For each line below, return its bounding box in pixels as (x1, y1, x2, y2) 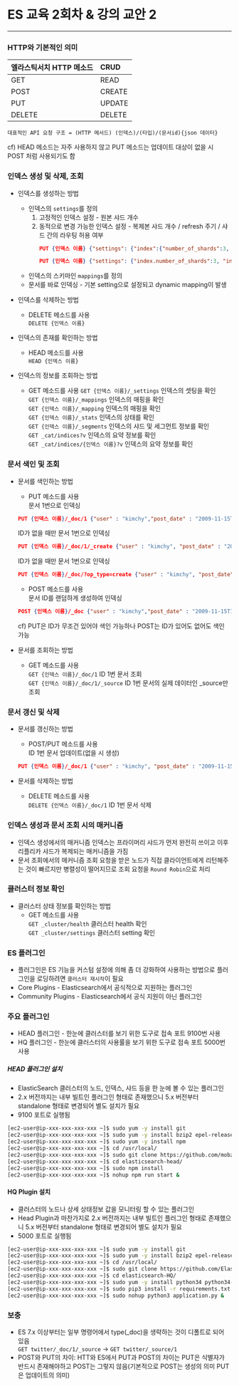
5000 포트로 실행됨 (17, 1231, 72, 1240)
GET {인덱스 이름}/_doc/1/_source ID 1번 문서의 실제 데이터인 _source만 (28, 679, 229, 687)
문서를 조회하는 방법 (17, 646, 73, 655)
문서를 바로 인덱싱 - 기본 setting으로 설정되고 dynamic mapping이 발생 (28, 281, 227, 289)
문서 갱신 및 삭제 (7, 707, 60, 717)
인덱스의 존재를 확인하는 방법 (17, 333, 98, 342)
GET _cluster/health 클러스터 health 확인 (28, 919, 147, 928)
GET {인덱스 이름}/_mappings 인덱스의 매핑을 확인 (28, 395, 164, 404)
